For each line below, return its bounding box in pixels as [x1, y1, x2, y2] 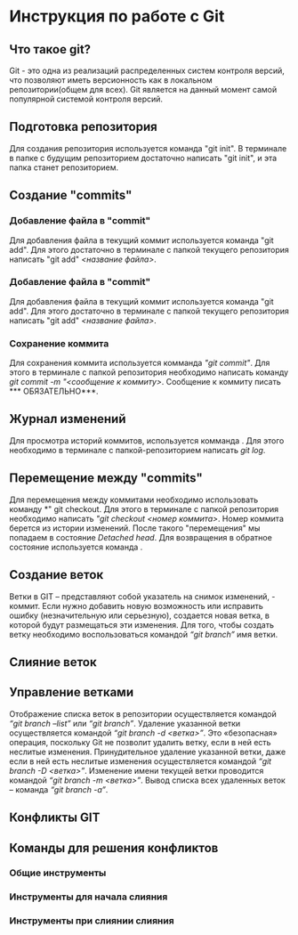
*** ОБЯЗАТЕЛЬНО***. [9, 386, 100, 397]
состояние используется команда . [9, 541, 143, 552]
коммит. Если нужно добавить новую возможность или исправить [9, 600, 264, 611]
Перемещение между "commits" [9, 470, 203, 486]
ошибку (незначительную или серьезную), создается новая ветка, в [9, 610, 270, 621]
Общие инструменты [9, 866, 107, 879]
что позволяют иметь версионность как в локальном [9, 75, 213, 85]
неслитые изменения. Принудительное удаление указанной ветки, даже [9, 746, 286, 757]
